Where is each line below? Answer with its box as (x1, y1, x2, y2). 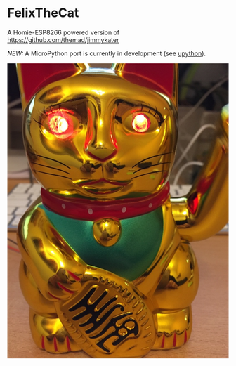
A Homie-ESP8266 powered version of (7, 28, 120, 37)
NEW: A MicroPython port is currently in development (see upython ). (7, 49, 206, 58)
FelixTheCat (7, 5, 79, 21)
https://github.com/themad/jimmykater (7, 35, 119, 44)
